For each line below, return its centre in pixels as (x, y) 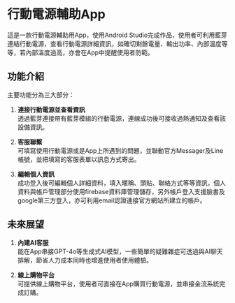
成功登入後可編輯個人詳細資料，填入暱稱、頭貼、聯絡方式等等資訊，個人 (121, 183)
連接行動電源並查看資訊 (51, 110)
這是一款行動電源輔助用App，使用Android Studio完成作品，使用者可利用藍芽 (117, 35)
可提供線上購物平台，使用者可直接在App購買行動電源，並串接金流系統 (118, 283)
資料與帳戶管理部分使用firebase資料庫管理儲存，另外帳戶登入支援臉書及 (121, 191)
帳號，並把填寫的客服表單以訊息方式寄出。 (79, 159)
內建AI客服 (33, 242)
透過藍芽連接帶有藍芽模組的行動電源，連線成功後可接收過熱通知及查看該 (121, 118)
